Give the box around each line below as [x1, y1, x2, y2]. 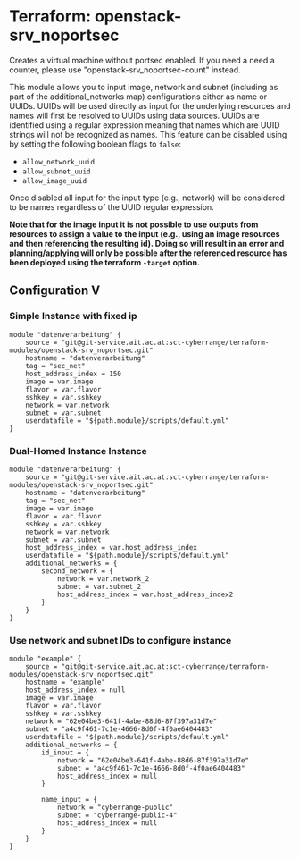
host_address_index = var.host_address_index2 [56, 590, 234, 599]
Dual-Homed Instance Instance [9, 444, 147, 457]
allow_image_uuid [21, 176, 87, 185]
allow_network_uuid [21, 157, 96, 166]
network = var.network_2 [56, 574, 150, 583]
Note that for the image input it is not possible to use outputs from [9, 219, 259, 230]
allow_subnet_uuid [21, 167, 91, 176]
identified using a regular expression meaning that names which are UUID [9, 119, 280, 131]
